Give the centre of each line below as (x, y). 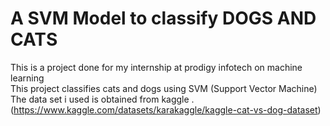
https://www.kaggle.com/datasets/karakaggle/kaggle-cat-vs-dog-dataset (165, 109)
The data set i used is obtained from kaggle (100, 99)
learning (27, 78)
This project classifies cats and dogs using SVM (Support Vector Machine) (164, 88)
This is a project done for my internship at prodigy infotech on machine (156, 67)
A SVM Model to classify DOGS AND (163, 18)
